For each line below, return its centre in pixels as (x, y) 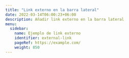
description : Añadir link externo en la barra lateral (65, 19)
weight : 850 (27, 47)
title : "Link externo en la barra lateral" (52, 10)
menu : (11, 24)
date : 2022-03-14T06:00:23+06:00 (41, 15)
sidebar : (19, 29)
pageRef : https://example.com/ (48, 43)
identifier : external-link (43, 38)
